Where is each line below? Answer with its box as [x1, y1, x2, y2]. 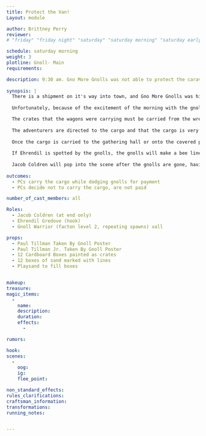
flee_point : [17, 376, 48, 382]
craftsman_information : [6, 398, 67, 405]
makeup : [6, 280, 26, 286]
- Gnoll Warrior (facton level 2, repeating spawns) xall [12, 223, 164, 230]
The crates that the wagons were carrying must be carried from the [12, 116, 191, 122]
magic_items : [6, 291, 40, 297]
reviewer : [6, 31, 32, 37]
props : [6, 234, 23, 241]
